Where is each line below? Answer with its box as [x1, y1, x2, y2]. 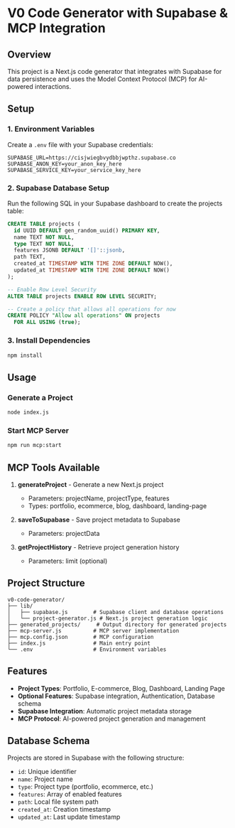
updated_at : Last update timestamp [17, 812, 121, 822]
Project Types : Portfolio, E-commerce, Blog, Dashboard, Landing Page [17, 684, 225, 692]
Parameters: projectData [28, 529, 100, 537]
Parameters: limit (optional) [28, 557, 108, 565]
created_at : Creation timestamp [17, 805, 111, 814]
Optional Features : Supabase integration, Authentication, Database [17, 692, 215, 700]
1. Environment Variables [7, 124, 95, 134]
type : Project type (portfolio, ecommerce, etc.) [17, 783, 154, 791]
